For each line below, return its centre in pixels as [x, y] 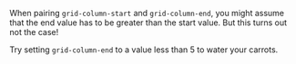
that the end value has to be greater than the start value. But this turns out [148, 23]
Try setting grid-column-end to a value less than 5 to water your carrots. [144, 50]
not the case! [34, 32]
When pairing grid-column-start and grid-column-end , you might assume [147, 13]
